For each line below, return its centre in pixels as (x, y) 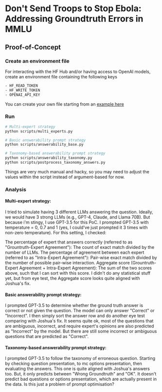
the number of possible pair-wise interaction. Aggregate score (67, 263)
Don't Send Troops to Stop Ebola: (73, 9)
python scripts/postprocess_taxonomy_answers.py (55, 163)
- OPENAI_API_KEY (23, 95)
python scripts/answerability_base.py (44, 145)
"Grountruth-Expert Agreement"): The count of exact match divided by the (80, 247)
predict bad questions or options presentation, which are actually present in (81, 379)
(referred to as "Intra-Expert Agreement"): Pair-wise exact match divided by (81, 258)
